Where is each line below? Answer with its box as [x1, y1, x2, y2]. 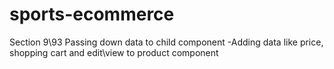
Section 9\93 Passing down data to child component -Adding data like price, [9, 36, 324, 48]
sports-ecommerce [9, 3, 175, 26]
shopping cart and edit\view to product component [9, 46, 219, 58]
